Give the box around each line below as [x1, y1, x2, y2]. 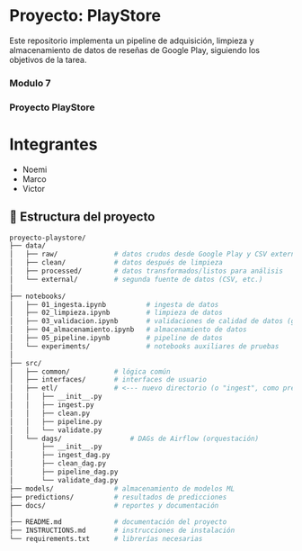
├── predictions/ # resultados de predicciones [9, 492, 227, 501]
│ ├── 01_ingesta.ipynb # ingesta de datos [9, 300, 219, 309]
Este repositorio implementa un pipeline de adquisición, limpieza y [9, 35, 254, 46]
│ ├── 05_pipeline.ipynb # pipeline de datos [9, 334, 223, 343]
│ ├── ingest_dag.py [9, 451, 111, 460]
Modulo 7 [9, 77, 51, 89]
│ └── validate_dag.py [9, 475, 119, 484]
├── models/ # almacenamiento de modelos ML [9, 483, 235, 493]
